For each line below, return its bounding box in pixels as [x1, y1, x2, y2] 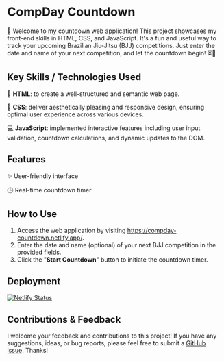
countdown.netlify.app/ [16, 234, 83, 242]
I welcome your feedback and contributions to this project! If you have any [7, 332, 217, 340]
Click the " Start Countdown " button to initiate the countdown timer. [16, 256, 208, 264]
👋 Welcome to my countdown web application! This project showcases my [7, 27, 217, 35]
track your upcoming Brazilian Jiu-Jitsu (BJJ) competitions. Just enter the [7, 41, 216, 49]
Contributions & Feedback [7, 313, 121, 325]
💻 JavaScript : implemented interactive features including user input [7, 124, 201, 132]
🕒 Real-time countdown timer [7, 186, 92, 194]
